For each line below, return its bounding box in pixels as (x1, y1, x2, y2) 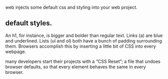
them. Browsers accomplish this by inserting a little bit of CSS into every (5, 43, 156, 49)
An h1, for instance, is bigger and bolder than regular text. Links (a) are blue (5, 32, 163, 38)
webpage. (5, 48, 26, 55)
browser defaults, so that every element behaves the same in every (5, 63, 146, 70)
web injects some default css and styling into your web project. (5, 5, 138, 10)
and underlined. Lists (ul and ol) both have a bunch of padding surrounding (5, 37, 162, 44)
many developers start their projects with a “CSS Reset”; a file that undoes (5, 58, 161, 64)
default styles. (5, 19, 52, 27)
